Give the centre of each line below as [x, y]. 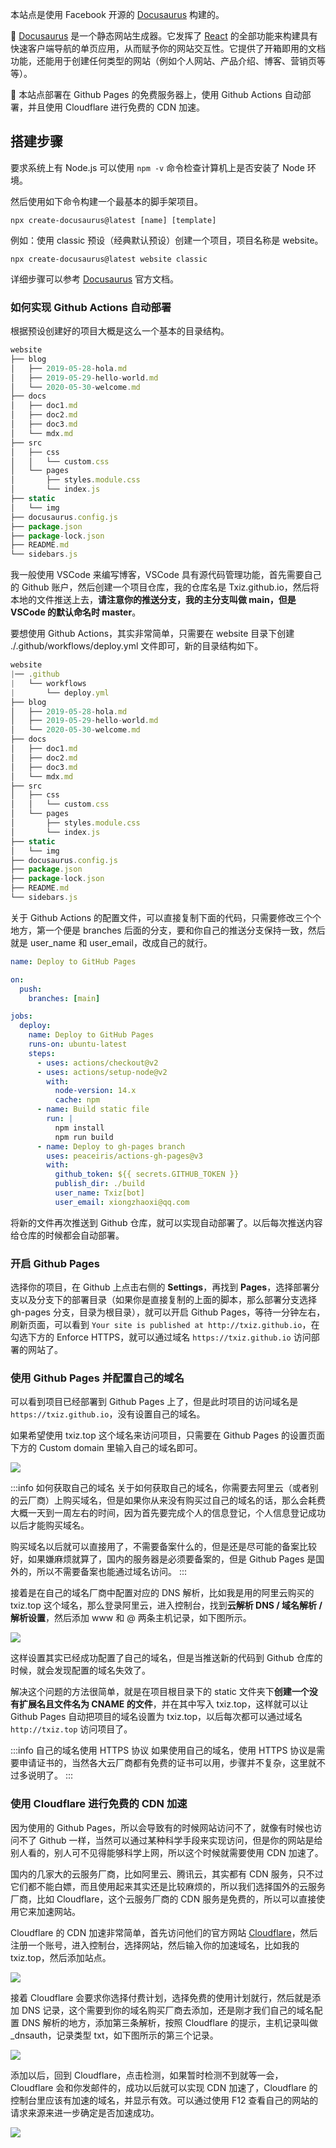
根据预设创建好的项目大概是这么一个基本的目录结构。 [120, 331]
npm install [79, 1128]
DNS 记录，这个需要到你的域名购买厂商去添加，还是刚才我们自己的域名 [168, 2010]
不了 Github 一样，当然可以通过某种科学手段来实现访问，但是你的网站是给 [170, 1840]
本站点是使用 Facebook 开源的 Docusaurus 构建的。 [117, 14]
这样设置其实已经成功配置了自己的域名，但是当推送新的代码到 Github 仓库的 [166, 1658]
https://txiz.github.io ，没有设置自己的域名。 [108, 1414]
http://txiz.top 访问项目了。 [71, 1729]
